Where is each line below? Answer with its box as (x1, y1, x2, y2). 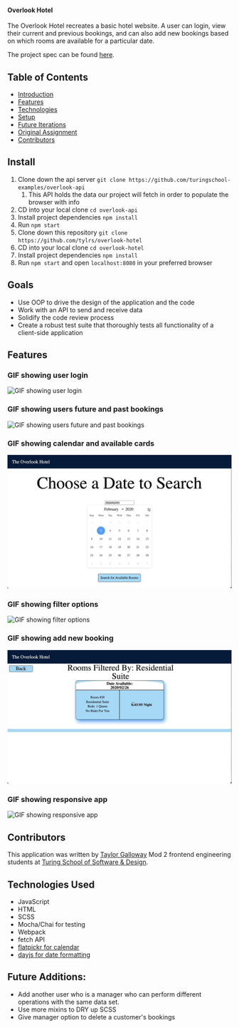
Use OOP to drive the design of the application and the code (17, 298, 195, 307)
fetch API (17, 935, 45, 944)
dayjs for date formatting (17, 950, 91, 959)
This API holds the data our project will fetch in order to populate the (28, 190, 229, 199)
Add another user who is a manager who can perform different (17, 990, 202, 998)
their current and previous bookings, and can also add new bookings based (7, 29, 229, 38)
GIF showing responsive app (7, 794, 108, 804)
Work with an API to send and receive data (17, 305, 143, 314)
